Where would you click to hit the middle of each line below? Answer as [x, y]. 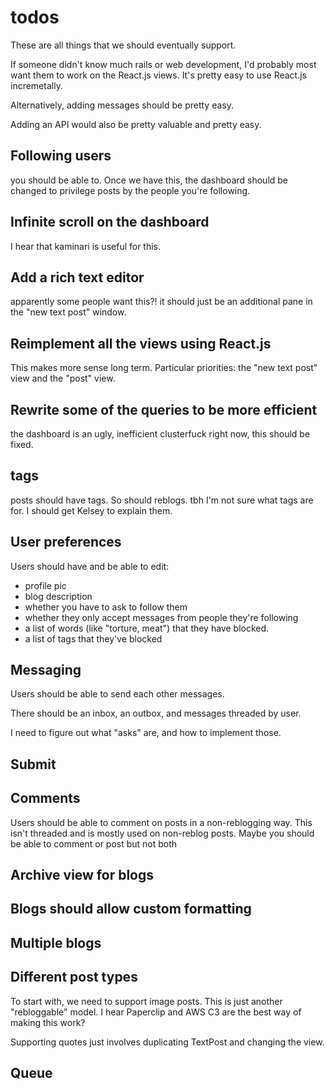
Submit [33, 764]
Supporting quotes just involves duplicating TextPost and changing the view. [167, 1042]
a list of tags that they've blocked [93, 638]
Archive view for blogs [82, 875]
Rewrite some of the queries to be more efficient [164, 409]
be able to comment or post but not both [94, 843]
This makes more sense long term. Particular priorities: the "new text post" [164, 368]
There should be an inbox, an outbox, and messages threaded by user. [156, 713]
